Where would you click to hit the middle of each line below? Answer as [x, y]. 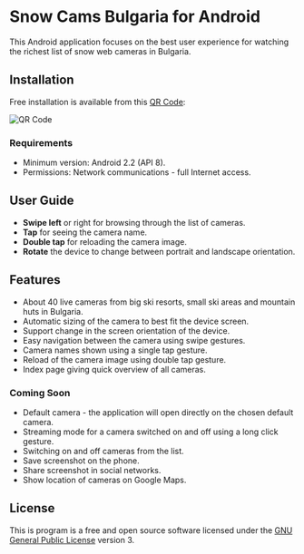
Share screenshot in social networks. [92, 470]
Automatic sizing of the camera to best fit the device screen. [136, 321]
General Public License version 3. [72, 539]
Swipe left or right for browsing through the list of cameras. [134, 222]
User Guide [42, 201]
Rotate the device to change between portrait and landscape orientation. [159, 251]
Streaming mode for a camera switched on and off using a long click [150, 432]
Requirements [41, 142]
